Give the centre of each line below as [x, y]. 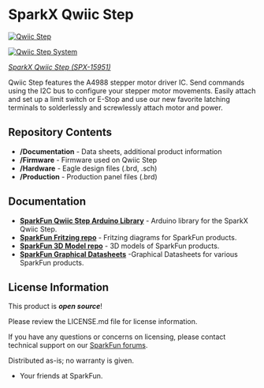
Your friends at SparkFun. [61, 376]
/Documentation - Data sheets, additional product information [121, 151]
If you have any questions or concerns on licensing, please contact [117, 337]
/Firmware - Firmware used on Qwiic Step [88, 160]
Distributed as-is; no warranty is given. [71, 360]
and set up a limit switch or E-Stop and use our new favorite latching [119, 99]
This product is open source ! [55, 307]
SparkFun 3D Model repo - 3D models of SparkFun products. [119, 246]
